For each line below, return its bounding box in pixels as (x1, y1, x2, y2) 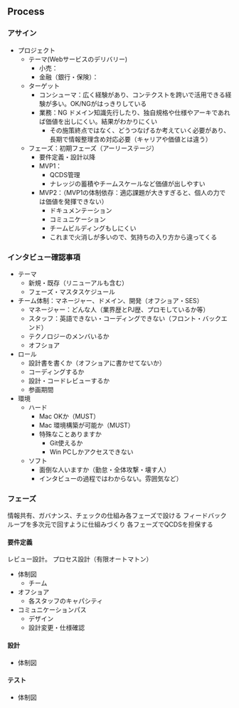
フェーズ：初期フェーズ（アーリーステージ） (28, 144, 159, 152)
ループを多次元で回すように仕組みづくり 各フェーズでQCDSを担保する (7, 520, 213, 529)
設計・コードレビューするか (28, 376, 110, 385)
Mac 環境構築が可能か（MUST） (38, 421, 134, 429)
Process (7, 6, 45, 18)
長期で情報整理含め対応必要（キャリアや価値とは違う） (49, 134, 212, 143)
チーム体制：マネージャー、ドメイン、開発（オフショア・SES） (17, 296, 203, 305)
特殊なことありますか (38, 430, 102, 438)
